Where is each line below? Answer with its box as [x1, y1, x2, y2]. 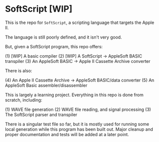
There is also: [5, 67, 33, 74]
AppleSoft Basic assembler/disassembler [5, 82, 88, 88]
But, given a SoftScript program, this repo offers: [5, 43, 103, 49]
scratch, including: [5, 97, 42, 103]
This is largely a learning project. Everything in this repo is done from [5, 92, 144, 98]
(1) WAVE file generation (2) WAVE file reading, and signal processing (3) [5, 106, 151, 112]
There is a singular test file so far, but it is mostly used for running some [5, 121, 150, 127]
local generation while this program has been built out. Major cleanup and [5, 126, 154, 132]
